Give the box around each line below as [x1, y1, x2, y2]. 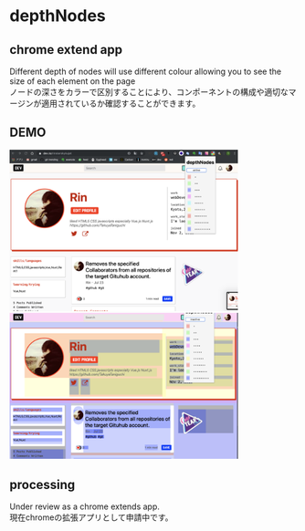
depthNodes [9, 5, 107, 26]
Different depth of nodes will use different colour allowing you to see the [9, 66, 281, 77]
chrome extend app [9, 42, 123, 57]
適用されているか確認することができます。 [40, 98, 201, 109]
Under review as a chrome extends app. [9, 501, 160, 512]
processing [9, 476, 76, 493]
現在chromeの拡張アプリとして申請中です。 [9, 512, 174, 523]
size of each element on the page [9, 76, 136, 87]
